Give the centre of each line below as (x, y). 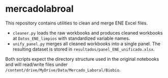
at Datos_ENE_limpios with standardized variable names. (71, 38)
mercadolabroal (39, 9)
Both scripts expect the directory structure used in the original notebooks (82, 59)
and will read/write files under (36, 64)
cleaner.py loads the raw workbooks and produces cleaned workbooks (88, 33)
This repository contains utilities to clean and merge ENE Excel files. (77, 23)
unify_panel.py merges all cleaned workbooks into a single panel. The (86, 43)
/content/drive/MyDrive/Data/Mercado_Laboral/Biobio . (63, 70)
